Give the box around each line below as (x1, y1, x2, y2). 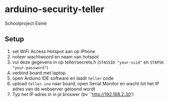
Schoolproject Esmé (5, 20, 47, 26)
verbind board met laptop (12, 70, 66, 76)
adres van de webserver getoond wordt (12, 86, 95, 92)
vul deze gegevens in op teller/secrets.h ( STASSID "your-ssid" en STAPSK (12, 59, 164, 65)
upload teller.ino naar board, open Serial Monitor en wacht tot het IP (12, 80, 159, 86)
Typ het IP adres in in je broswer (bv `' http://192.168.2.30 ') (12, 91, 134, 97)
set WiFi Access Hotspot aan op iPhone (12, 48, 95, 54)
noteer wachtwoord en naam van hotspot (12, 54, 99, 60)
